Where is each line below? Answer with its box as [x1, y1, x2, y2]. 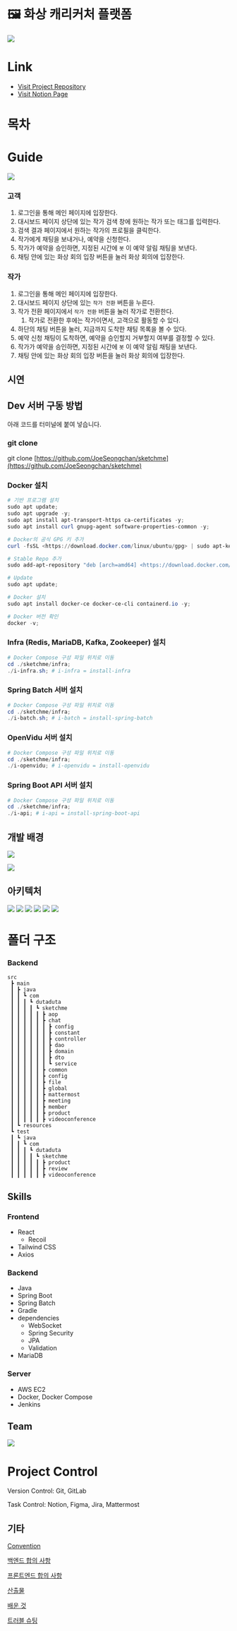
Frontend [7, 1211, 39, 1221]
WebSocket [28, 1321, 62, 1330]
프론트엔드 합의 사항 [7, 1571, 62, 1580]
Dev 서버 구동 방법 [7, 400, 83, 412]
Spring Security [28, 1329, 74, 1338]
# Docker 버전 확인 [7, 613, 59, 620]
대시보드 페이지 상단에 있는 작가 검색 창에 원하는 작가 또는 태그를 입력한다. [17, 217, 221, 226]
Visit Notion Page [17, 90, 68, 98]
